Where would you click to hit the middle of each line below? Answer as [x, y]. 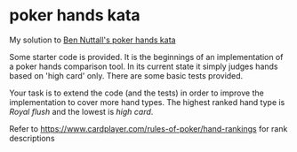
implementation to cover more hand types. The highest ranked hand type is [147, 102]
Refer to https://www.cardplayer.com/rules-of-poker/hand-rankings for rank [148, 128]
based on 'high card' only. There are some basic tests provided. [126, 75]
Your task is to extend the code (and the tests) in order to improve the [136, 93]
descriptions [32, 138]
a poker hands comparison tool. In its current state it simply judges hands [144, 66]
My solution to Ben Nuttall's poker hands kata [92, 40]
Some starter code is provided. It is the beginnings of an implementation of [146, 57]
